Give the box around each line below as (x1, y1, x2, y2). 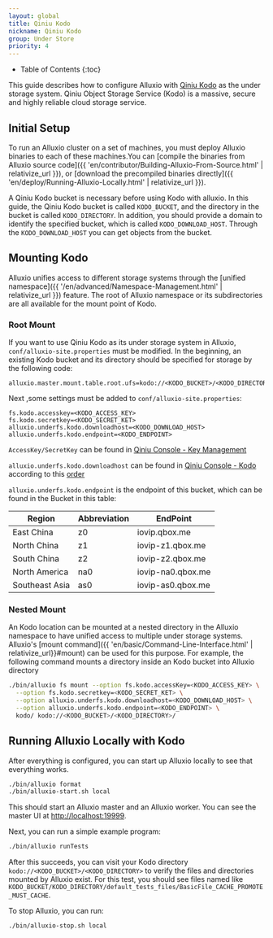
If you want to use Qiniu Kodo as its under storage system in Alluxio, (8, 338, 236, 347)
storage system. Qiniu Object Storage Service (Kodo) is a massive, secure (8, 89, 256, 98)
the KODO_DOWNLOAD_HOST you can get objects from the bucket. (8, 227, 213, 237)
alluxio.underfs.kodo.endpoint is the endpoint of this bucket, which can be (8, 485, 262, 495)
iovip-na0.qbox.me (136, 566, 211, 578)
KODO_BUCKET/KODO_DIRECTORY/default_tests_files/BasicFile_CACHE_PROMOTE (8, 883, 264, 892)
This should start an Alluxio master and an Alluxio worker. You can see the (8, 802, 257, 812)
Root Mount (8, 319, 56, 330)
